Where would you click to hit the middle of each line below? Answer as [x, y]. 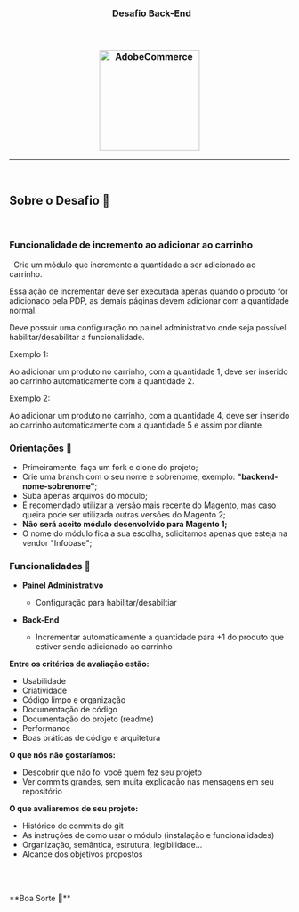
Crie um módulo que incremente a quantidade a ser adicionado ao [134, 265]
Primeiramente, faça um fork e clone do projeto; [110, 467]
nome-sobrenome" [58, 486]
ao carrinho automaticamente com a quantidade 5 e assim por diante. [137, 425]
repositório [42, 792]
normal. [23, 310]
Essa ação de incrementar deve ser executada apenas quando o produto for [149, 291]
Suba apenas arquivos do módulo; [85, 496]
